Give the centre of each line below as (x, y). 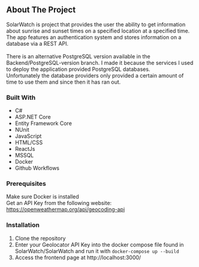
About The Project (41, 10)
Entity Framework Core (43, 123)
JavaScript (28, 136)
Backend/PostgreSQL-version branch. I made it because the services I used (100, 63)
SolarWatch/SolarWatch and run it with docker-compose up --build (97, 251)
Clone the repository (40, 238)
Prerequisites (26, 184)
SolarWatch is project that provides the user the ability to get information (96, 24)
